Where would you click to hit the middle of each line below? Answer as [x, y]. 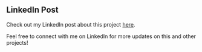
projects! [17, 42]
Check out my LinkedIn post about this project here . [71, 24]
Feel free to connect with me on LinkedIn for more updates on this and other [101, 36]
